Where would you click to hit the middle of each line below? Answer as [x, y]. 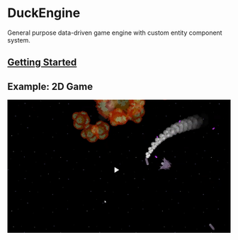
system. [19, 40]
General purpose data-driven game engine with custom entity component [115, 33]
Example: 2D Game [50, 86]
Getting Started [42, 63]
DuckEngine [44, 13]
